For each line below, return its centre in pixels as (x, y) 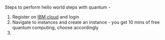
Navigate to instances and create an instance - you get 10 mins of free (86, 22)
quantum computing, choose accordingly (55, 27)
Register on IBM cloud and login (46, 17)
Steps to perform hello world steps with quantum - (58, 7)
